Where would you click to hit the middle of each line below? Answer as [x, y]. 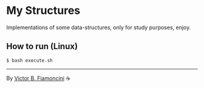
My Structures [43, 11]
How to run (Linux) [42, 46]
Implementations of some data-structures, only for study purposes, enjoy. [99, 27]
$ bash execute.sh [29, 60]
